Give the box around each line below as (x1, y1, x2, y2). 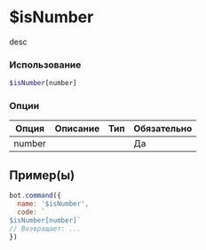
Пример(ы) (9, 168, 75, 183)
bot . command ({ (9, 191, 62, 200)
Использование (9, 59, 82, 71)
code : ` (17, 207, 46, 216)
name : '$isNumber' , (17, 199, 90, 208)
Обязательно (133, 122, 193, 135)
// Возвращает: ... (9, 224, 82, 233)
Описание (54, 122, 100, 135)
